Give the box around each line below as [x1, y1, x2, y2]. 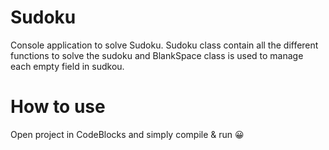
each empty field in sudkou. [10, 60, 125, 72]
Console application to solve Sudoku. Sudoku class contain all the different [10, 39, 319, 51]
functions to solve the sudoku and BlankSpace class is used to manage [10, 49, 304, 61]
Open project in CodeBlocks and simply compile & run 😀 [10, 128, 245, 140]
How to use [10, 96, 106, 118]
